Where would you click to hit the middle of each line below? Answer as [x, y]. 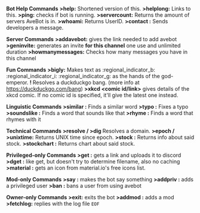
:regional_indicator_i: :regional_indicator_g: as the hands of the [83, 76]
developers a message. [35, 27]
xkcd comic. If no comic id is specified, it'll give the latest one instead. [92, 95]
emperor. [17, 82]
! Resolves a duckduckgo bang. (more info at [84, 82]
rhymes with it [24, 119]
